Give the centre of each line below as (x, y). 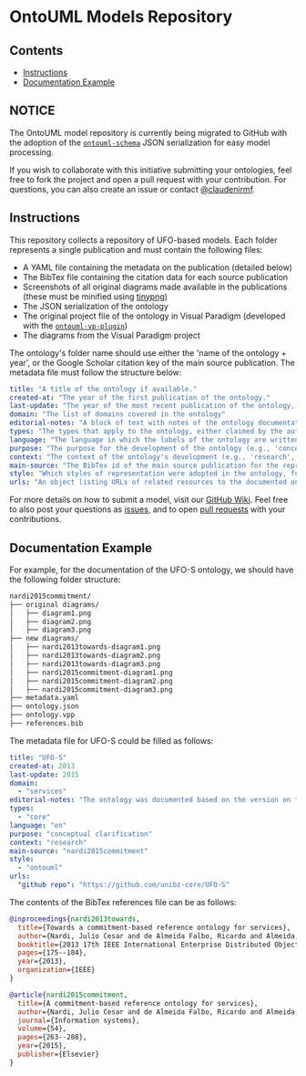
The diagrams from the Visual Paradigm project (111, 335)
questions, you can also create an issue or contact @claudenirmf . (133, 189)
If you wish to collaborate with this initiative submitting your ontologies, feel (151, 170)
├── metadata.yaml (44, 698)
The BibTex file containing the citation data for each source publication (155, 277)
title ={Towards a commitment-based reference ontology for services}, (154, 927)
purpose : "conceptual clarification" (81, 834)
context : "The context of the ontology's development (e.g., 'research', (153, 457)
